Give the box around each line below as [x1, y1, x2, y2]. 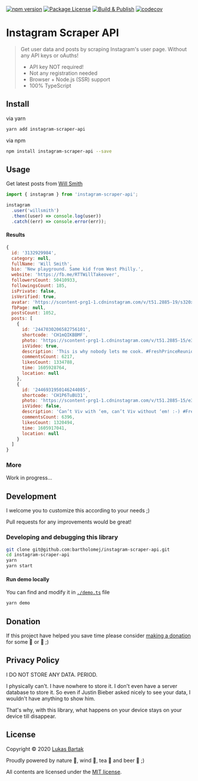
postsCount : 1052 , [11, 310, 57, 316]
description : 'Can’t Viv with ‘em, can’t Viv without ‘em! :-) [21, 409, 181, 415]
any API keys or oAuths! [20, 52, 79, 59]
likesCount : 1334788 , [21, 359, 75, 365]
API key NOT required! [29, 63, 84, 70]
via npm [6, 137, 26, 144]
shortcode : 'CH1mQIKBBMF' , [21, 332, 88, 338]
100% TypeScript [29, 82, 72, 89]
